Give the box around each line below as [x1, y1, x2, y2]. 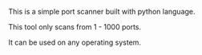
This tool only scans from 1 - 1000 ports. [8, 22, 142, 31]
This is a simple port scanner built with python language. [8, 7, 196, 16]
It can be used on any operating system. [8, 37, 142, 47]
